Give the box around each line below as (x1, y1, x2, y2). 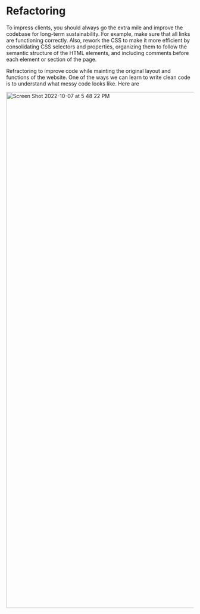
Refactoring (6, 4, 66, 18)
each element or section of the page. (6, 56, 97, 63)
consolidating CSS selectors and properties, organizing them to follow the (6, 43, 187, 50)
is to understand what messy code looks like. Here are (6, 80, 140, 87)
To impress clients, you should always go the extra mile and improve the (6, 24, 183, 31)
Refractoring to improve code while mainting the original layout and (6, 67, 171, 74)
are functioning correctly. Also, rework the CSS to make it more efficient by (6, 36, 190, 44)
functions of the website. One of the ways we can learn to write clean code (6, 74, 190, 81)
